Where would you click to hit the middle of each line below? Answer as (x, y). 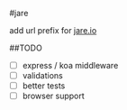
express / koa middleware (70, 65)
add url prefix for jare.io (53, 30)
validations (42, 76)
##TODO (26, 48)
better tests (44, 86)
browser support (54, 96)
